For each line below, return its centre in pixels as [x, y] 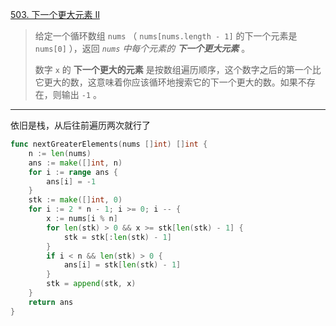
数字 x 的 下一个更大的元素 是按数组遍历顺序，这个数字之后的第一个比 [178, 69]
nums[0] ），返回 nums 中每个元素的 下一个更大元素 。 [142, 48]
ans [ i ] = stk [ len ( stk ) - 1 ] [122, 265]
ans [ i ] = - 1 [71, 181]
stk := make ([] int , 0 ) [75, 200]
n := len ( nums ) [60, 153]
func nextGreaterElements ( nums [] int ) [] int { [109, 144]
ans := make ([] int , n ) [75, 163]
